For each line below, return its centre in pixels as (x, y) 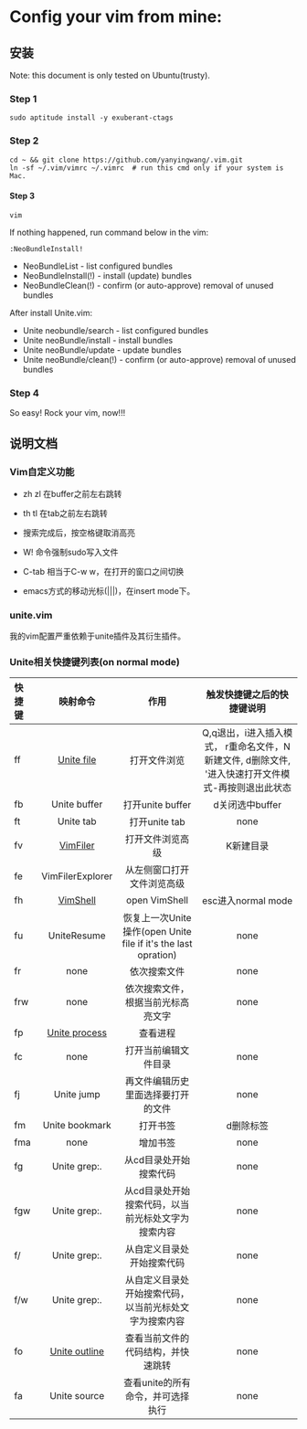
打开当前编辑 (153, 1051)
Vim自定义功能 (42, 472)
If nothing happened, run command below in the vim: (109, 232)
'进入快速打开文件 (243, 774)
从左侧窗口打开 (157, 870)
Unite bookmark (77, 1126)
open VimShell (158, 900)
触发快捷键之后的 (243, 694)
